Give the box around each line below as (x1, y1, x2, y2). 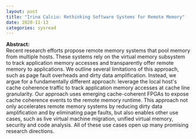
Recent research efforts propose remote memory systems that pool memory (6, 47, 191, 54)
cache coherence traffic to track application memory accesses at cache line (6, 84, 190, 91)
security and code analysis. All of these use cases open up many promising (6, 121, 189, 128)
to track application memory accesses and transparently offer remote (6, 60, 174, 67)
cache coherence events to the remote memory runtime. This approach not (6, 97, 188, 104)
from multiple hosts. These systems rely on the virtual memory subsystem (6, 53, 185, 60)
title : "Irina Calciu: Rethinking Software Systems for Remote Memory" (6, 14, 185, 20)
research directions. (6, 128, 55, 135)
